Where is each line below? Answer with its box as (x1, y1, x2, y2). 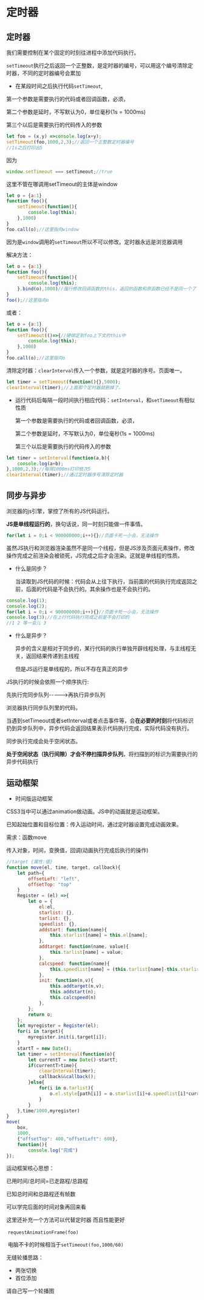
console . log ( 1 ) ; (6, 597, 47, 603)
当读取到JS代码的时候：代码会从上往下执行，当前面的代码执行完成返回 (15, 577, 192, 585)
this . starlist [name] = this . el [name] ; (49, 932, 148, 939)
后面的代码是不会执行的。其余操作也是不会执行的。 (25, 585, 154, 593)
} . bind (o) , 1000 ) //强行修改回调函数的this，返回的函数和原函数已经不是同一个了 (17, 286, 197, 292)
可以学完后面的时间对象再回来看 (6, 1203, 86, 1211)
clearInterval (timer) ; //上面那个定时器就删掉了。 (6, 384, 123, 391)
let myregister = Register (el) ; (17, 1023, 99, 1029)
